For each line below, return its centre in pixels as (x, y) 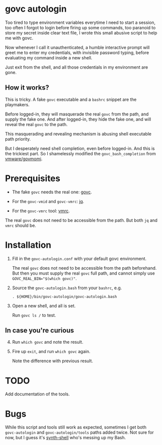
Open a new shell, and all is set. (44, 306)
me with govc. (19, 38)
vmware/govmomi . (24, 159)
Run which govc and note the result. (48, 342)
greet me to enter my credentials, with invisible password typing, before (77, 53)
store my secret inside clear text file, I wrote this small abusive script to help (81, 33)
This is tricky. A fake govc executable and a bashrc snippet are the (71, 99)
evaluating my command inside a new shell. (49, 57)
